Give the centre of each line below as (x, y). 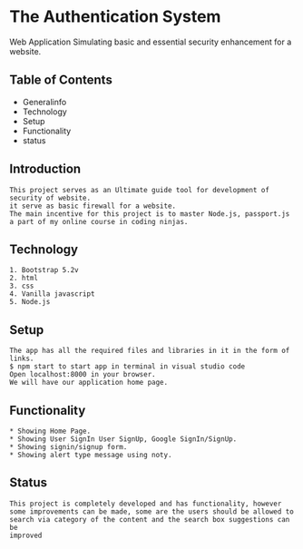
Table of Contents (61, 80)
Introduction (45, 169)
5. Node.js (30, 302)
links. (22, 359)
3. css (22, 286)
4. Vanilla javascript (52, 294)
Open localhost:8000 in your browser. (83, 375)
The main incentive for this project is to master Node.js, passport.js (150, 214)
